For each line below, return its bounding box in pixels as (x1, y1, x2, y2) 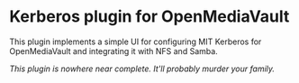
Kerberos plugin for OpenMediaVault (9, 6, 290, 27)
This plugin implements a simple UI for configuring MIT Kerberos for (9, 36, 262, 47)
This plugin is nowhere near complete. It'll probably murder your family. (9, 63, 276, 74)
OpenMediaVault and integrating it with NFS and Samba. (9, 45, 218, 56)
